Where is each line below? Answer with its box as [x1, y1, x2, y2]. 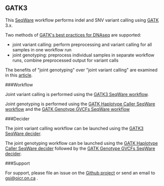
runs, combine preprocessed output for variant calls [12, 57, 119, 63]
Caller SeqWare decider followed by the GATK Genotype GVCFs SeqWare [5, 145, 155, 151]
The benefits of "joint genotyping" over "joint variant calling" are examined [5, 67, 158, 73]
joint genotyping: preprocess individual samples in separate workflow [12, 52, 155, 58]
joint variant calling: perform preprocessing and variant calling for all [12, 42, 152, 47]
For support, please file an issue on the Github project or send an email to [5, 170, 155, 176]
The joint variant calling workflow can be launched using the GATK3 [5, 125, 144, 131]
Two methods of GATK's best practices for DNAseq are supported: [5, 32, 141, 38]
